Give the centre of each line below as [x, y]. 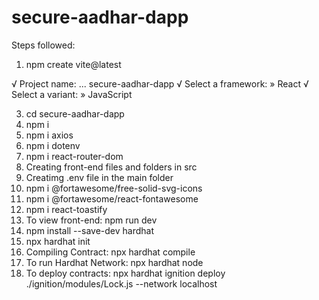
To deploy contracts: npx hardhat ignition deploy [125, 273]
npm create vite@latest [73, 64]
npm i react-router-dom [74, 156]
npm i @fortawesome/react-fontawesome [112, 198]
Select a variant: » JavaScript [72, 94]
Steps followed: [43, 45]
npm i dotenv [53, 145]
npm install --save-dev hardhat [89, 230]
